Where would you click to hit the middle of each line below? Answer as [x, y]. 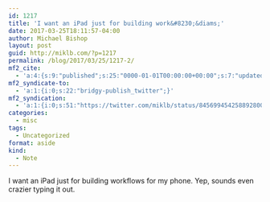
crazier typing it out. [42, 189]
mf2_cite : [25, 68]
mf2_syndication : [37, 98]
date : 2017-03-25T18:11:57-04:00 [64, 31]
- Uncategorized [43, 135]
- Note [27, 158]
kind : [17, 150]
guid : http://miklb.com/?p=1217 [62, 53]
